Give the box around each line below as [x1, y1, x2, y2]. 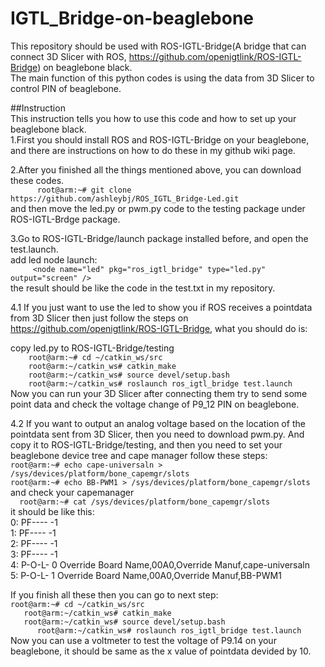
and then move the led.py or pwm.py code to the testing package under [10, 202, 306, 214]
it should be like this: [10, 505, 95, 517]
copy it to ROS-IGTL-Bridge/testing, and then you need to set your [10, 438, 283, 451]
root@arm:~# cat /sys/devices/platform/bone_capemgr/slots [19, 497, 271, 507]
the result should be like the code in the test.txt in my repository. [10, 282, 276, 294]
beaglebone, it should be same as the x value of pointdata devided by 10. [10, 645, 312, 657]
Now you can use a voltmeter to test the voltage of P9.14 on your [10, 634, 277, 646]
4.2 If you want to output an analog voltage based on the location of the [10, 417, 306, 429]
